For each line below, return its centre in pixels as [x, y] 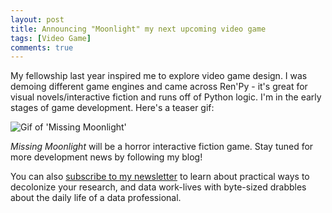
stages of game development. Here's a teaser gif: [112, 108]
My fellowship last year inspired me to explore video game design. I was [159, 76]
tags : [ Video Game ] [51, 38]
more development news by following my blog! [106, 157]
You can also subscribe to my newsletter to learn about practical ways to [160, 177]
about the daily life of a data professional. [96, 198]
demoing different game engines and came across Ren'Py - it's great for [159, 87]
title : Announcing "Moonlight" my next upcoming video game [138, 29]
